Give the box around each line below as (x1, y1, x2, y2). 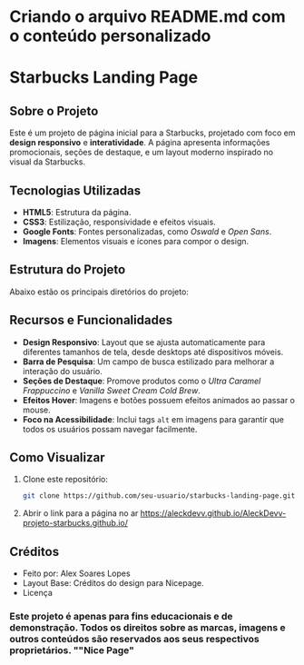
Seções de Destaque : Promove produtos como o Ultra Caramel (22, 375, 261, 386)
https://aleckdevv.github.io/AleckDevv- (140, 508, 287, 519)
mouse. (22, 404, 52, 415)
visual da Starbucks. (9, 156, 86, 167)
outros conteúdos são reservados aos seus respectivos (9, 633, 260, 646)
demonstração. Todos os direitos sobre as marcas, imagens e (9, 621, 286, 634)
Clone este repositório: (22, 474, 109, 485)
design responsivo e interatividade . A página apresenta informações (9, 137, 270, 148)
